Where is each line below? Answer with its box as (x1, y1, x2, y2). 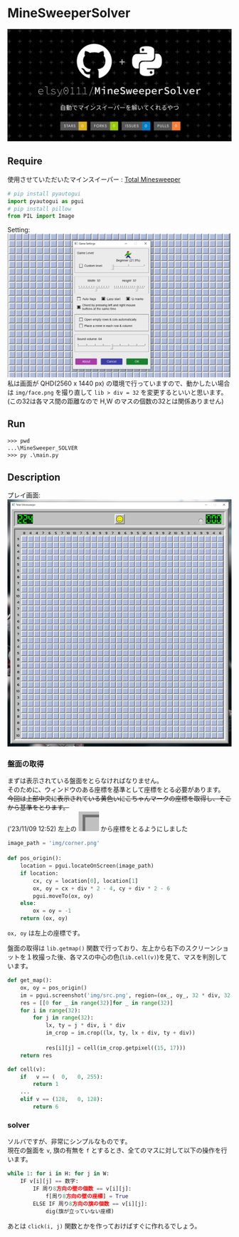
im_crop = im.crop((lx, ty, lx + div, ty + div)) (45, 1030, 196, 1037)
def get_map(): (7, 977, 53, 984)
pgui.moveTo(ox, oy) (33, 892, 94, 899)
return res (20, 1052, 53, 1059)
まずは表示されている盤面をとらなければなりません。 (7, 777, 164, 785)
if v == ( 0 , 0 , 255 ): (20, 1073, 103, 1080)
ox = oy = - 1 (33, 907, 72, 915)
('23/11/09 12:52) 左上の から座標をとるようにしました (7, 824, 188, 833)
